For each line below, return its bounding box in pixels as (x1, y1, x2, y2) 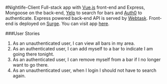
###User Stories (5, 31, 40, 36)
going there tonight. (12, 51, 54, 57)
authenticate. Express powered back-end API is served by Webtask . (5, 15, 148, 21)
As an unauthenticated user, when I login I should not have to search (12, 67, 157, 73)
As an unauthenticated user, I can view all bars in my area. (12, 40, 135, 46)
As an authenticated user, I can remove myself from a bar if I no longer (12, 57, 161, 63)
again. (12, 73, 26, 78)
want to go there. (12, 62, 49, 68)
